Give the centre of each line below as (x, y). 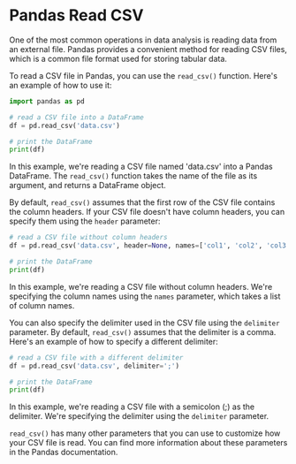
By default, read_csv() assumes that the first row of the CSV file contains (142, 202)
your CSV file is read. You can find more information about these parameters (148, 443)
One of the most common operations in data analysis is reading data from (143, 40)
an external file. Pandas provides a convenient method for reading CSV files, (148, 49)
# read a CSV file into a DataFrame (76, 117)
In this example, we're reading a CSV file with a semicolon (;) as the (132, 407)
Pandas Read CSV (76, 15)
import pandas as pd (47, 101)
